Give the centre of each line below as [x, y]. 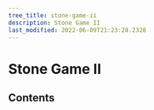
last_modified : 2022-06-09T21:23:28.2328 [77, 30]
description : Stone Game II [54, 23]
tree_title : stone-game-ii [53, 15]
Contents [32, 98]
